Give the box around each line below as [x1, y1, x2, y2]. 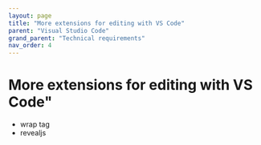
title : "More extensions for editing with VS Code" [8, 19, 185, 27]
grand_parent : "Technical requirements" [8, 34, 146, 42]
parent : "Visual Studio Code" [8, 26, 110, 34]
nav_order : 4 [8, 42, 52, 50]
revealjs [19, 128, 47, 138]
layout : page [8, 11, 52, 20]
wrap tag [19, 119, 50, 129]
